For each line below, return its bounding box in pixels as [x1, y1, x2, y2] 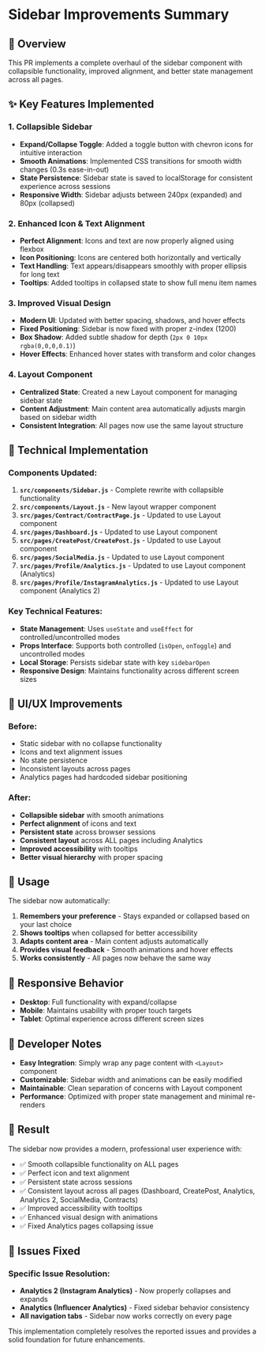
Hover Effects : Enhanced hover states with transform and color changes [19, 350, 256, 359]
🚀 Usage [8, 875, 50, 888]
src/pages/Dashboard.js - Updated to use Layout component [19, 528, 218, 537]
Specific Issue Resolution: [8, 1268, 110, 1279]
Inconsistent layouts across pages [19, 764, 131, 774]
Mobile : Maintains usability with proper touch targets [19, 1006, 192, 1016]
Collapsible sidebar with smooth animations [19, 810, 164, 819]
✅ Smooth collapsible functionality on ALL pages [19, 1159, 179, 1168]
